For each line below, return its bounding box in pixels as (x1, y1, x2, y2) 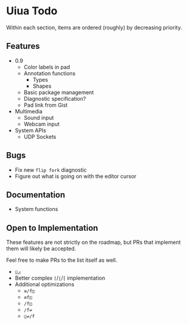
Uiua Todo (6, 4, 58, 18)
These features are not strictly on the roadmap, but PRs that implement (6, 239, 181, 246)
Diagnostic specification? (23, 95, 87, 102)
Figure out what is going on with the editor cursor (14, 172, 137, 179)
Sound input (23, 114, 54, 121)
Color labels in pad (23, 63, 70, 70)
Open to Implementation (6, 222, 98, 233)
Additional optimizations (14, 281, 75, 288)
